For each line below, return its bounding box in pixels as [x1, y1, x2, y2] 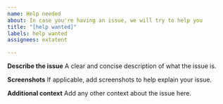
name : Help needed [7, 10, 61, 18]
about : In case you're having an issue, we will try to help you [7, 17, 203, 24]
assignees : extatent [7, 37, 68, 44]
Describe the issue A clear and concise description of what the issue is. [7, 62, 217, 70]
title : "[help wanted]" [7, 23, 77, 30]
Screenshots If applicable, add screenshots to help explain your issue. [7, 75, 212, 84]
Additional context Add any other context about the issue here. [7, 89, 192, 98]
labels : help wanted [7, 30, 68, 37]
